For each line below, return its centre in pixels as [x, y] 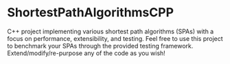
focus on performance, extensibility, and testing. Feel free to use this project [115, 38]
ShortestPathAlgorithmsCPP [90, 13]
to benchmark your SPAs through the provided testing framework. [100, 46]
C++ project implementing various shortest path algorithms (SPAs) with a [111, 31]
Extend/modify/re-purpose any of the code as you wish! [87, 53]
